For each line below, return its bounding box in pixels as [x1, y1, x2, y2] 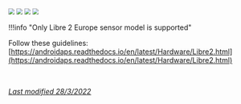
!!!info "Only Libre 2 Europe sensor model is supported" [8, 23, 192, 32]
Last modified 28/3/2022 [8, 87, 92, 96]
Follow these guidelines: [8, 39, 88, 48]
